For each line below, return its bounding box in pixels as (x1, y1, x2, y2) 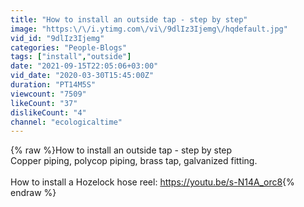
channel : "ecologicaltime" (10, 117, 123, 127)
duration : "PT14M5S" (10, 80, 97, 90)
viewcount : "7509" (10, 89, 87, 99)
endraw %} (10, 187, 57, 199)
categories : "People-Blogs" (10, 42, 128, 53)
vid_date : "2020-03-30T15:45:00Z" (10, 71, 155, 81)
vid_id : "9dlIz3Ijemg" (10, 33, 105, 43)
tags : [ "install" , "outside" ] (10, 52, 132, 62)
